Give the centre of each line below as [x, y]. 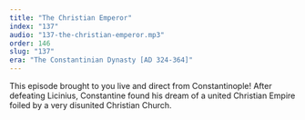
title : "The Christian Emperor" [71, 18]
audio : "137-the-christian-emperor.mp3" [87, 35]
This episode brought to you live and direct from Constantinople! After [141, 86]
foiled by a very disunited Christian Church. [91, 105]
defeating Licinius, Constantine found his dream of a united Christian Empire [152, 95]
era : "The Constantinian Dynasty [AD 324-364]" [102, 60]
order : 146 [30, 43]
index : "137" [34, 26]
